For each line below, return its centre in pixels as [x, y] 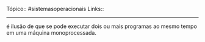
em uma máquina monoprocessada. [51, 33]
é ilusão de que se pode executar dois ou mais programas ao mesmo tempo [102, 26]
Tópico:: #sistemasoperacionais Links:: [55, 9]
